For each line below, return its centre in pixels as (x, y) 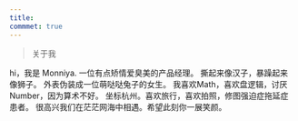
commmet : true (36, 26)
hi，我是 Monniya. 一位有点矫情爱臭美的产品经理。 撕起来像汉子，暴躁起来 (149, 73)
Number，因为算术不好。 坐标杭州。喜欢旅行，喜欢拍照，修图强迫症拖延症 (149, 96)
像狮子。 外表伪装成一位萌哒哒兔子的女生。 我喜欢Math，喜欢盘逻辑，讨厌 (149, 84)
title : (22, 18)
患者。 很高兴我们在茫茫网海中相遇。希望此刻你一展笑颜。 (118, 106)
